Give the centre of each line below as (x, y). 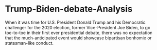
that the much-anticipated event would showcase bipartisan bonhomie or (78, 38)
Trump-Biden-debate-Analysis (69, 9)
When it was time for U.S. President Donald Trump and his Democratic (75, 22)
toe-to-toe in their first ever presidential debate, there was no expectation (79, 33)
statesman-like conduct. (29, 43)
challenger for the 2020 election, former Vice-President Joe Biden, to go (78, 27)
